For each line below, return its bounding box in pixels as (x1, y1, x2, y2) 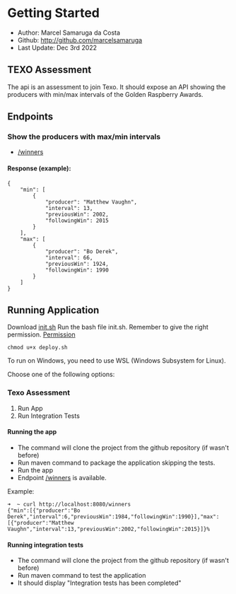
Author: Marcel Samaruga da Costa (17, 28, 121, 37)
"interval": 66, (45, 254, 93, 261)
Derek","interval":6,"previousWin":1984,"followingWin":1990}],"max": (7, 513, 220, 520)
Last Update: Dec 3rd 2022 (17, 43, 98, 52)
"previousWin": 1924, (45, 260, 110, 267)
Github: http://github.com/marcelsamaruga (17, 35, 143, 44)
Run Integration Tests (17, 412, 80, 420)
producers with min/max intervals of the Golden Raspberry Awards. (7, 90, 203, 98)
